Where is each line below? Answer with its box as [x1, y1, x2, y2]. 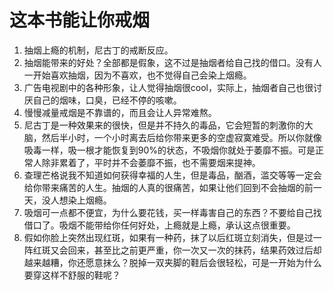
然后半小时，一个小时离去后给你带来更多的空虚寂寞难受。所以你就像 [41, 131, 322, 143]
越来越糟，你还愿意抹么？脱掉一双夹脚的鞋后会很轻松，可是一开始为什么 [23, 256, 322, 268]
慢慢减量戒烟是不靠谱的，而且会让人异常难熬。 [23, 106, 217, 118]
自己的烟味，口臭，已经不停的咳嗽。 [32, 94, 182, 106]
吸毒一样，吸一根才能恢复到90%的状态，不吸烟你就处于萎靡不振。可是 [23, 144, 316, 156]
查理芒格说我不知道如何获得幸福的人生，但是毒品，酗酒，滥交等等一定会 [23, 169, 322, 181]
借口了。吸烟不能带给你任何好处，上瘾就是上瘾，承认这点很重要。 [23, 219, 296, 231]
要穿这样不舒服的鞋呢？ [23, 269, 121, 281]
